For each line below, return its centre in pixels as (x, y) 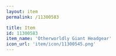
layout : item (22, 11)
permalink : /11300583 (33, 17)
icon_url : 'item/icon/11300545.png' (51, 44)
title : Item (21, 28)
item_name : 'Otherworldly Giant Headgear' (59, 39)
